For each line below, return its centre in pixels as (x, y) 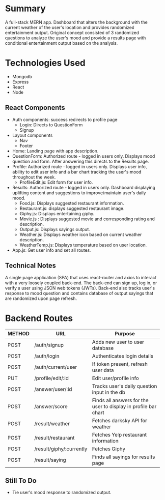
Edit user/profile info (115, 378)
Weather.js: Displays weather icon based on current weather (81, 235)
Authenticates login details (123, 356)
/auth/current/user (55, 367)
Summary (25, 9)
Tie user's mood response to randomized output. (62, 493)
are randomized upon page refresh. (41, 298)
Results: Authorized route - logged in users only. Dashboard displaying (84, 187)
